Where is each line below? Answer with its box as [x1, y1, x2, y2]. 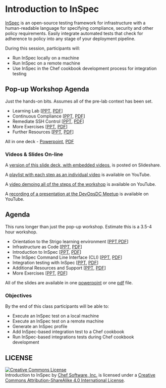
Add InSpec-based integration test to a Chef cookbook [12, 329, 125, 335]
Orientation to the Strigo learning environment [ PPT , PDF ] [12, 238, 129, 244]
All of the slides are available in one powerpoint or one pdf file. [5, 279, 133, 285]
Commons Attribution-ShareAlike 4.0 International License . [5, 377, 125, 383]
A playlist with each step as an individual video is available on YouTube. [5, 172, 151, 178]
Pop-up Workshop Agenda [5, 85, 89, 94]
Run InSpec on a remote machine [12, 60, 81, 66]
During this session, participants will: [5, 45, 80, 51]
